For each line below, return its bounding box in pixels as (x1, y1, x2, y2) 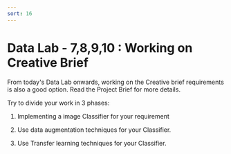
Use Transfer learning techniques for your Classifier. (17, 139, 167, 147)
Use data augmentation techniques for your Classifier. (17, 126, 172, 134)
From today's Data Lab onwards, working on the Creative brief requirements (7, 78, 225, 86)
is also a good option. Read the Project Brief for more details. (7, 85, 181, 94)
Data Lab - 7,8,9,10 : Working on (7, 40, 193, 55)
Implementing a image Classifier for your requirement (17, 112, 169, 120)
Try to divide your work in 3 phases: (7, 99, 110, 107)
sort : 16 (7, 10, 33, 17)
